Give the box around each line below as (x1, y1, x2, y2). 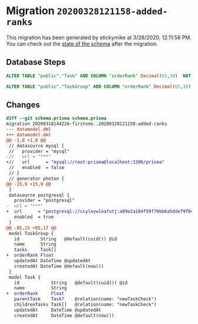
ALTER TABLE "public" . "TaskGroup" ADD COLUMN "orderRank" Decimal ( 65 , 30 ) (6, 84, 192, 90)
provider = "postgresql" (14, 197, 75, 204)
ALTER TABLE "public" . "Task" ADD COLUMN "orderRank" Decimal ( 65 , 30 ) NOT (6, 72, 192, 79)
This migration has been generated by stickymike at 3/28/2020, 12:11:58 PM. (6, 34, 192, 41)
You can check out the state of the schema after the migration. (6, 40, 158, 47)
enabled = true (14, 214, 54, 220)
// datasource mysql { (8, 143, 65, 148)
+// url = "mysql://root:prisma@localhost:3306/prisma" (6, 159, 165, 166)
